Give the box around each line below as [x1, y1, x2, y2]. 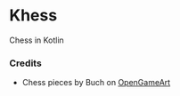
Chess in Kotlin [9, 35, 64, 45]
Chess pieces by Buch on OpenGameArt [21, 77, 171, 88]
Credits [9, 57, 42, 69]
